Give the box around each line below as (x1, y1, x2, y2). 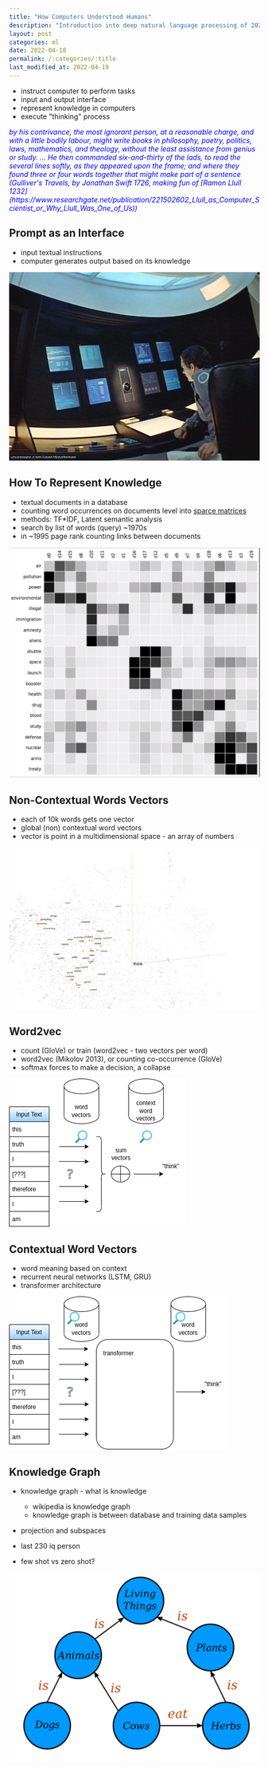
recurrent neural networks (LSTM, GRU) (20, 1272, 152, 1282)
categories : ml (9, 38, 60, 46)
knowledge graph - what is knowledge (20, 1486, 147, 1495)
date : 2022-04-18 (9, 46, 67, 55)
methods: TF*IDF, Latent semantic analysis (20, 514, 162, 524)
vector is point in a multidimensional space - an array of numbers (20, 832, 235, 841)
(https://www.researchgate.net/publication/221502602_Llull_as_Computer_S (9, 195, 260, 204)
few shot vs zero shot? (20, 1556, 95, 1566)
